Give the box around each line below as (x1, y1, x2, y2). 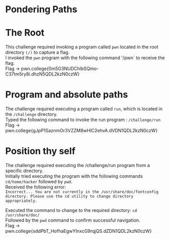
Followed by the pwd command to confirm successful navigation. (5, 217, 140, 223)
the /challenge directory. (5, 111, 58, 117)
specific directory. (5, 168, 43, 174)
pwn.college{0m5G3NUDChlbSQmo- (21, 65, 99, 72)
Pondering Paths (5, 4, 78, 15)
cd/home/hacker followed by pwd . (5, 179, 72, 184)
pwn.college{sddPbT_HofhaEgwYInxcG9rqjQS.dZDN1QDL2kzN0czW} (5, 228, 152, 234)
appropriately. (5, 198, 38, 203)
